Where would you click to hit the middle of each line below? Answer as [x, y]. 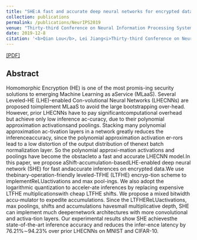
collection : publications [38, 17]
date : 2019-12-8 [26, 33]
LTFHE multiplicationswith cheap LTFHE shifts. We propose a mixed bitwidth [98, 193]
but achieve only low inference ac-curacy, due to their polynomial [85, 119]
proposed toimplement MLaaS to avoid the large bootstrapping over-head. [96, 107]
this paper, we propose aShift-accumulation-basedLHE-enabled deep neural [98, 162]
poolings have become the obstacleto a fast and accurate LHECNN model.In [98, 156]
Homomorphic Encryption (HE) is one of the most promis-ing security [90, 88]
